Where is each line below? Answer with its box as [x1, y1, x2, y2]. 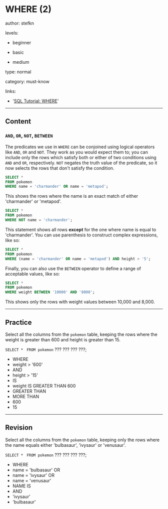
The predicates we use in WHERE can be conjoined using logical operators [5, 144, 155, 150]
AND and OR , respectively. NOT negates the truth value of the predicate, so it [5, 160, 157, 166]
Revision [5, 423, 33, 432]
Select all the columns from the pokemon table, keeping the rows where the [5, 331, 157, 337]
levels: [5, 30, 18, 36]
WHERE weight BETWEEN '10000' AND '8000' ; [5, 290, 95, 295]
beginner [12, 39, 31, 46]
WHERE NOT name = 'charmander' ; [5, 217, 72, 222]
